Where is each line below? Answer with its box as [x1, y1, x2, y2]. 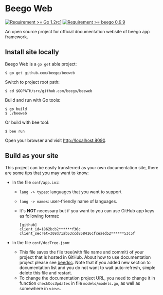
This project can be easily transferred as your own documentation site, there [5, 164, 159, 170]
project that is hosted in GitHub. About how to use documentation [19, 254, 151, 260]
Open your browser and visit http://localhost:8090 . [5, 137, 107, 143]
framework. [5, 34, 28, 40]
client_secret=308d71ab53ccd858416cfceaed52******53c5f [19, 231, 135, 236]
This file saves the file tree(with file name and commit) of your [19, 249, 144, 255]
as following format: [19, 213, 59, 219]
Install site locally [5, 48, 59, 56]
